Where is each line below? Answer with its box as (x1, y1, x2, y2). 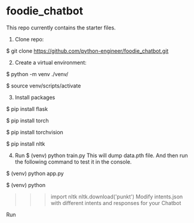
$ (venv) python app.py (6, 170, 64, 177)
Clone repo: (14, 35, 44, 43)
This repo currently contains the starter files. (6, 24, 116, 31)
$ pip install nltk (6, 140, 45, 147)
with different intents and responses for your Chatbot (50, 199, 181, 206)
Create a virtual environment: (14, 59, 87, 66)
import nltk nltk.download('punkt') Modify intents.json (50, 193, 183, 200)
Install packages (14, 94, 56, 101)
